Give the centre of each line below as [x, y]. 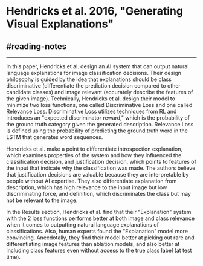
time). [14, 257]
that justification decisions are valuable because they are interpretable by [98, 174]
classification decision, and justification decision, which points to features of [101, 162]
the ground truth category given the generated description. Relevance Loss [100, 124]
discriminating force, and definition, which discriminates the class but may [99, 194]
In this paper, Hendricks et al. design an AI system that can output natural [98, 66]
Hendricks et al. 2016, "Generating [95, 11]
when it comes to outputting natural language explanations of [82, 225]
